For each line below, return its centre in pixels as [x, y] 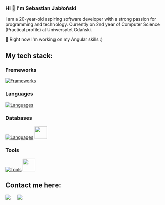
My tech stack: [29, 55]
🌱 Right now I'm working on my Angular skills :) [54, 39]
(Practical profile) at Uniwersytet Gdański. [49, 30]
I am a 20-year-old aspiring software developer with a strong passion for [81, 19]
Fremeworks [21, 70]
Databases [19, 118]
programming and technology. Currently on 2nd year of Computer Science [83, 24]
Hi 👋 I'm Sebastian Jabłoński [41, 8]
